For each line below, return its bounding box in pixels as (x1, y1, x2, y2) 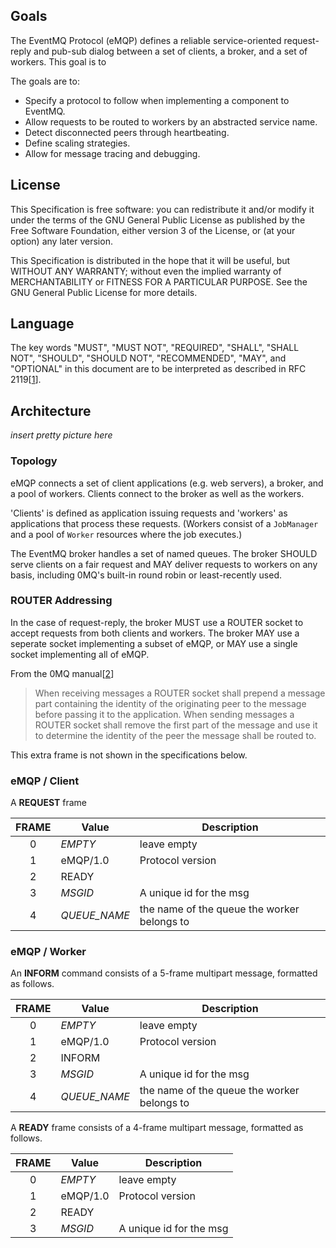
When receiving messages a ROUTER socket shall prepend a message (34, 687, 326, 699)
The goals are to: (10, 75, 80, 87)
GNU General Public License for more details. (10, 286, 198, 298)
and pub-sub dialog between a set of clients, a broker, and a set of (33, 45, 308, 57)
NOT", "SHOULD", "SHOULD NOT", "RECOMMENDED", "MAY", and (10, 352, 287, 364)
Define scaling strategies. (24, 137, 131, 149)
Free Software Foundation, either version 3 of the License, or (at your (10, 224, 296, 236)
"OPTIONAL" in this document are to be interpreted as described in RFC (10, 363, 307, 375)
